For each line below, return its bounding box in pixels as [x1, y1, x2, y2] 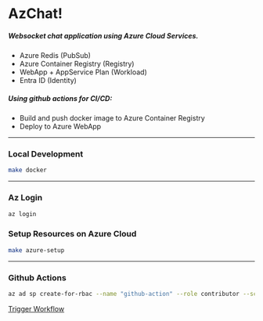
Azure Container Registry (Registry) [19, 60, 135, 69]
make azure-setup [8, 246, 65, 254]
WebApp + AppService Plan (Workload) [19, 67, 147, 77]
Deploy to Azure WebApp [19, 122, 102, 132]
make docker [8, 166, 47, 175]
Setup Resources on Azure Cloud [8, 229, 137, 240]
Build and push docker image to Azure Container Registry [19, 114, 205, 123]
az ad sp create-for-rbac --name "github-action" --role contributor [8, 290, 240, 298]
